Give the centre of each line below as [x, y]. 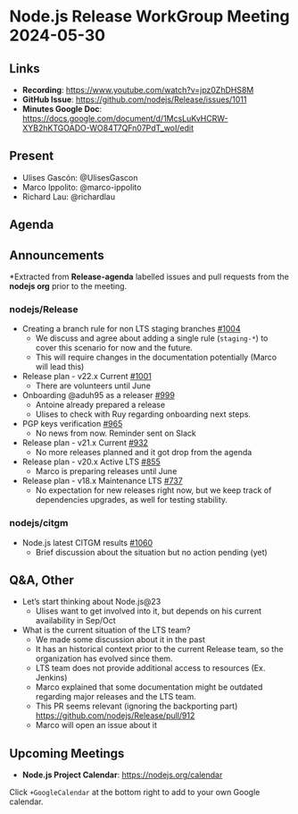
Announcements [57, 255]
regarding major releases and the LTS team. [116, 697]
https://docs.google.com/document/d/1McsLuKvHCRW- [125, 119]
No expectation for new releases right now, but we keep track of [153, 490]
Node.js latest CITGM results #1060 [87, 542]
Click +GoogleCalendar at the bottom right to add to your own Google [135, 793]
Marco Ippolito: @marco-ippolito [82, 187]
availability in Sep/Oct [75, 621]
